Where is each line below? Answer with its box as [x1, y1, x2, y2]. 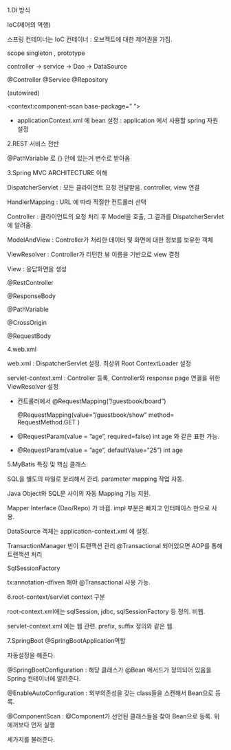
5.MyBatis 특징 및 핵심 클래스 [7, 460, 87, 468]
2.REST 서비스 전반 [7, 139, 60, 148]
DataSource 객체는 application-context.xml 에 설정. [7, 527, 150, 535]
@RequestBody [7, 332, 52, 340]
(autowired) [7, 89, 40, 97]
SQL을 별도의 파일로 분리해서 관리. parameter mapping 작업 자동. [7, 475, 184, 483]
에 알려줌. [7, 221, 33, 229]
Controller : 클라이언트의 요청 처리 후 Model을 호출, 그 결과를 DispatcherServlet [7, 212, 224, 220]
